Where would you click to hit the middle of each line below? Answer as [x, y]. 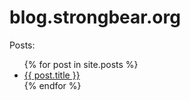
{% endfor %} [52, 85]
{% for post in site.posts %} [81, 64]
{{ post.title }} [52, 75]
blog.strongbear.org [95, 17]
